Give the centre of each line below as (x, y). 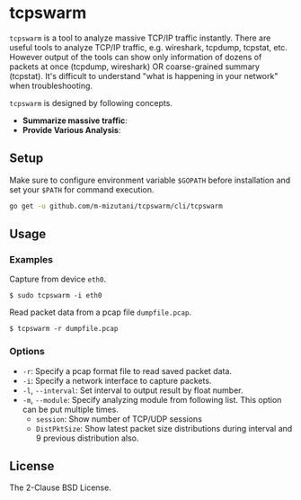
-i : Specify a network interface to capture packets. (117, 380)
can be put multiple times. (71, 409)
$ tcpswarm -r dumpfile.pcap (64, 329)
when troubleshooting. (51, 85)
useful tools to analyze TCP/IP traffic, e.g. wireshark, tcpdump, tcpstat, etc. (148, 47)
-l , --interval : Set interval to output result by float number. (133, 390)
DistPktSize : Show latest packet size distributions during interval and (164, 428)
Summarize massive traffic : (75, 121)
